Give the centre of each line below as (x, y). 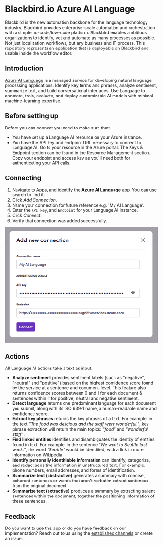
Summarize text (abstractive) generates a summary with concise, (78, 476)
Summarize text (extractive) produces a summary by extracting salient (83, 491)
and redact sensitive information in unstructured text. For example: (79, 465)
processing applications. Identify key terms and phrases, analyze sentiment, (81, 85)
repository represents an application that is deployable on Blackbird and (77, 48)
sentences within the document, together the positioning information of (83, 496)
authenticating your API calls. (41, 163)
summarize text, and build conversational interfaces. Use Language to (75, 90)
